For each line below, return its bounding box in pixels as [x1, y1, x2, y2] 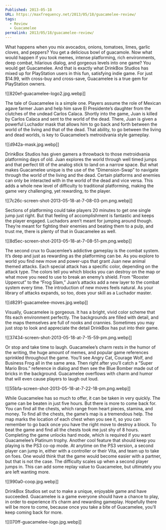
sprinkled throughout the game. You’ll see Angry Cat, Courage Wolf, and [5, 355, 153, 361]
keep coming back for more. [5, 510, 63, 515]
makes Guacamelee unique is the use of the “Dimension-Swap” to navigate [5, 167, 159, 173]
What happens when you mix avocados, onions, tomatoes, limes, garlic [5, 44, 150, 50]
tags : [5, 16, 16, 21]
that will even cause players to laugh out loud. [5, 376, 99, 381]
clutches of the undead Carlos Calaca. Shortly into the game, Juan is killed [5, 111, 158, 117]
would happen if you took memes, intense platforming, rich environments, [5, 55, 156, 60]
